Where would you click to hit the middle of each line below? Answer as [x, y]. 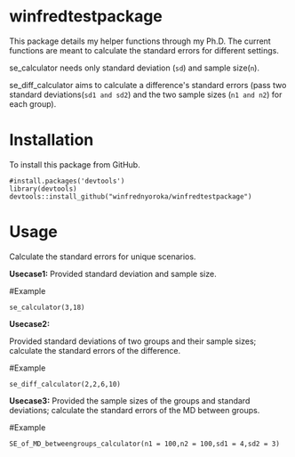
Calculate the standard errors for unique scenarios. [103, 257]
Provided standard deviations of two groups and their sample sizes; [133, 341]
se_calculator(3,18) [48, 307]
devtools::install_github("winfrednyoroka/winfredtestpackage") [131, 196]
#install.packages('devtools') [67, 181]
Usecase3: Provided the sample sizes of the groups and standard [130, 400]
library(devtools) [43, 189]
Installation [52, 140]
